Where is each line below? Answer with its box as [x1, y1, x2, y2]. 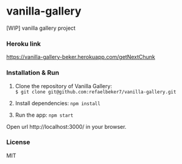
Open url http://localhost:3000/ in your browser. [6, 123, 127, 130]
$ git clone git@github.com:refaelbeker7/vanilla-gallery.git [15, 89, 177, 95]
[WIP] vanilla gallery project [6, 24, 76, 32]
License [6, 138, 30, 146]
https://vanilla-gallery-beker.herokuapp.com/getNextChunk [6, 53, 155, 61]
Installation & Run [6, 69, 60, 77]
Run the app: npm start [15, 111, 74, 118]
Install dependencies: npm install [15, 99, 100, 107]
